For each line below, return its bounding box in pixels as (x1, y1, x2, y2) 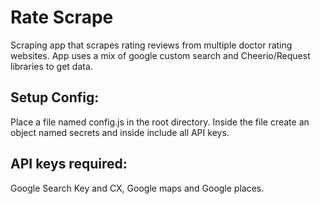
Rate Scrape (10, 6, 114, 29)
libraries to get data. (10, 60, 93, 72)
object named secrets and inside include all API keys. (10, 126, 230, 138)
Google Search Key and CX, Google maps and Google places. (10, 182, 265, 194)
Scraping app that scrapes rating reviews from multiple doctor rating (10, 39, 293, 51)
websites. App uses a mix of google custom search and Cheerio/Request (10, 49, 311, 61)
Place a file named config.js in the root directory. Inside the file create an (10, 116, 310, 128)
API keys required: (10, 156, 128, 173)
